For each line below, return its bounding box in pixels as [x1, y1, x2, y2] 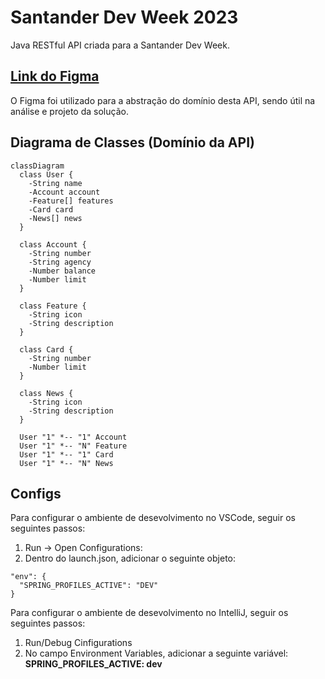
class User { [19, 169, 74, 180]
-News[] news [28, 213, 83, 223]
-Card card [28, 204, 74, 215]
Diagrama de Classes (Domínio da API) [10, 134, 255, 151]
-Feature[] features [28, 196, 114, 206]
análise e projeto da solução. [10, 105, 129, 117]
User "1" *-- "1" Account [19, 432, 128, 442]
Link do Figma [10, 68, 100, 85]
